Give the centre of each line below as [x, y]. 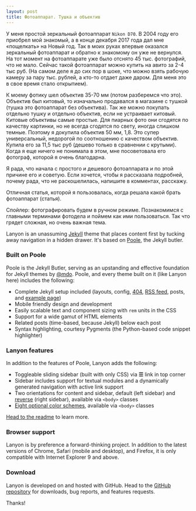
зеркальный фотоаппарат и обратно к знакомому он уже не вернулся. [94, 52]
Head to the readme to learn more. [48, 417]
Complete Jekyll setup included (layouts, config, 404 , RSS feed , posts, [100, 291]
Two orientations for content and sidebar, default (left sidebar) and [95, 393]
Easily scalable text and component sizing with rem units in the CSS [95, 310]
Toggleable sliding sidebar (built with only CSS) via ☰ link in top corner [100, 374]
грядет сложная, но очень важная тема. [56, 222]
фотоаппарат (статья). [34, 198]
